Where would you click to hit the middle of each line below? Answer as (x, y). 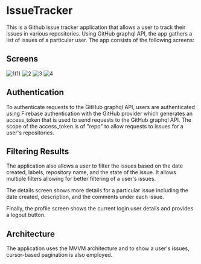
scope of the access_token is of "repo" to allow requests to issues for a (95, 126)
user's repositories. (30, 133)
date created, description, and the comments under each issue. (85, 197)
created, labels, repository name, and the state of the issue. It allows (91, 172)
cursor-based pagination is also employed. (59, 255)
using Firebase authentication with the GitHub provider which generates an (100, 113)
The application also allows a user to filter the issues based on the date (95, 166)
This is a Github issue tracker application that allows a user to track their (96, 27)
